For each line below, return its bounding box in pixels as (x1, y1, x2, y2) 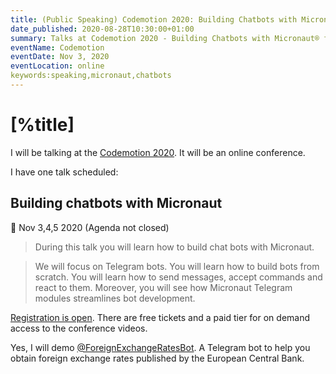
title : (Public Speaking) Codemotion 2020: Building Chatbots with (10, 14, 298, 25)
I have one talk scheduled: (10, 166, 119, 178)
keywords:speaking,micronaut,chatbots (10, 71, 172, 81)
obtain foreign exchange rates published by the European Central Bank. (10, 352, 305, 364)
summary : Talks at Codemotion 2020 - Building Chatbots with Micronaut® (10, 33, 320, 43)
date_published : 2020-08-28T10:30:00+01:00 (10, 24, 195, 34)
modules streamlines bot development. (34, 292, 196, 304)
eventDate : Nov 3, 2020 (10, 52, 110, 62)
